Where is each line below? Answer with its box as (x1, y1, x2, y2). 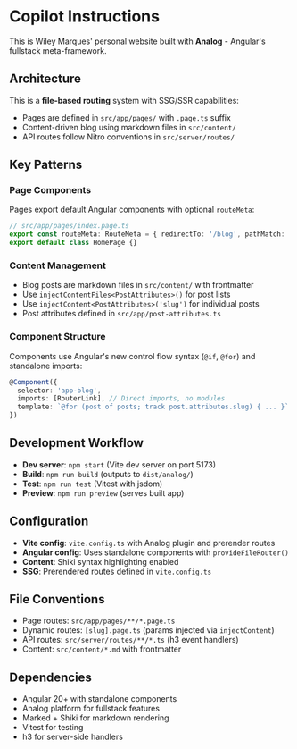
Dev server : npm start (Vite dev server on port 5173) (21, 459, 217, 470)
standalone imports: (9, 360, 83, 371)
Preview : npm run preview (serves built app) (21, 487, 185, 498)
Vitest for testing (21, 722, 84, 733)
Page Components (9, 184, 92, 197)
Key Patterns (9, 157, 83, 173)
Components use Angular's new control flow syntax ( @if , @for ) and (9, 350, 256, 361)
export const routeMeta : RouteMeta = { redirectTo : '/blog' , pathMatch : (9, 230, 285, 239)
